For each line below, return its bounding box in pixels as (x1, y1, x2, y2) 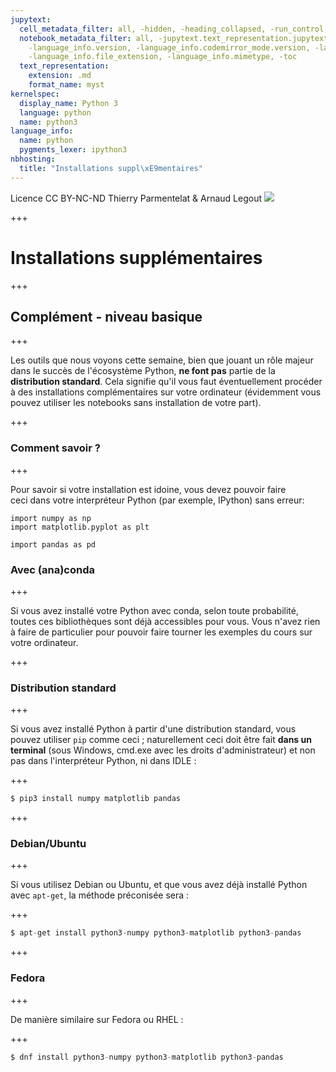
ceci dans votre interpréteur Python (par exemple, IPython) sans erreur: (10, 494, 305, 506)
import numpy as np (10, 513, 92, 523)
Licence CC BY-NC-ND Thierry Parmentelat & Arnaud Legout (10, 192, 262, 204)
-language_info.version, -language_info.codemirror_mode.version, (28, 42, 311, 53)
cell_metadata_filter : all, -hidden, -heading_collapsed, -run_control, (19, 24, 329, 34)
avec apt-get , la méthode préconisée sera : (10, 889, 190, 901)
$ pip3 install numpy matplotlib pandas (10, 794, 182, 804)
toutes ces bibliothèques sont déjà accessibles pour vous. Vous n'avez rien (10, 615, 321, 627)
